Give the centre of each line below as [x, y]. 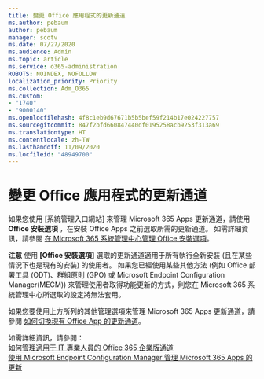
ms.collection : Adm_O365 [49, 88]
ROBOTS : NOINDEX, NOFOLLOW [52, 74]
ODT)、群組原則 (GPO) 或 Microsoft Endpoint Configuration [129, 275]
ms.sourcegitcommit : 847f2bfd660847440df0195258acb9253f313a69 [114, 125]
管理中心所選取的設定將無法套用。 [70, 295]
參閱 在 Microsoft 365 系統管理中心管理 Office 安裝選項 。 [121, 239]
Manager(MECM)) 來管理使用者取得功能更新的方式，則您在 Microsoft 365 [127, 285]
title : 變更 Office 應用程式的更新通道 [67, 15]
